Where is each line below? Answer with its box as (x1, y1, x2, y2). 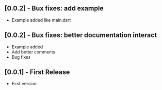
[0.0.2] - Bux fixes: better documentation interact (4, 31, 157, 39)
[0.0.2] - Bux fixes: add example (4, 4, 104, 13)
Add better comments (11, 49, 55, 55)
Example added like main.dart (11, 17, 71, 23)
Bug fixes (11, 54, 31, 60)
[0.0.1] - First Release (4, 68, 70, 77)
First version (11, 81, 37, 87)
